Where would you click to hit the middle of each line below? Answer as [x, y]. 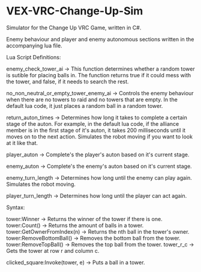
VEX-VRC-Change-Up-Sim [75, 11]
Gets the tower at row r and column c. [53, 250]
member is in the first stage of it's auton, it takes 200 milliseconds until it [96, 130]
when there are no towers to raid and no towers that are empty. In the [92, 99]
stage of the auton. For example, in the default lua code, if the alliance [93, 123]
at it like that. [22, 143]
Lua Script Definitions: [34, 57]
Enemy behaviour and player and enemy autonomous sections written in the [100, 39]
